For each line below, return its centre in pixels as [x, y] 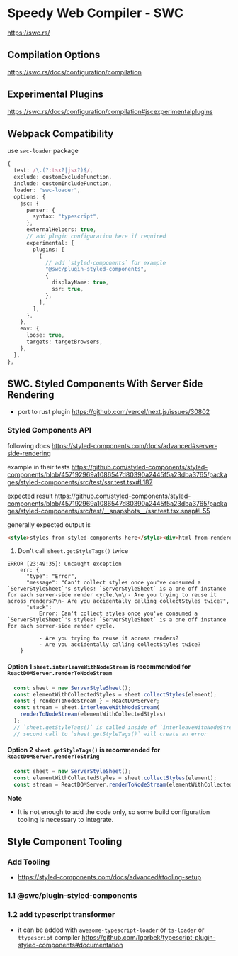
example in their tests [39, 467]
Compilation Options [54, 55]
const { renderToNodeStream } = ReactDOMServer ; [87, 701]
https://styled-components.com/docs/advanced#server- [135, 445]
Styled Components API [50, 430]
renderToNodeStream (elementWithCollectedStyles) [93, 714]
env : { [30, 329]
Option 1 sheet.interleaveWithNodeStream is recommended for [99, 667]
